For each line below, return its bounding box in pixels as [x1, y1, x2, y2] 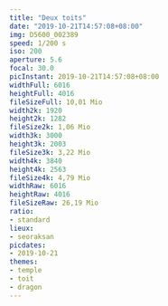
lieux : [9, 224, 34, 233]
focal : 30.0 [9, 64, 54, 73]
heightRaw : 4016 [9, 190, 70, 199]
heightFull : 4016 [9, 89, 75, 98]
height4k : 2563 [9, 165, 67, 174]
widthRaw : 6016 [9, 182, 67, 191]
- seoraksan [9, 232, 54, 241]
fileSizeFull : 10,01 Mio [9, 97, 103, 107]
